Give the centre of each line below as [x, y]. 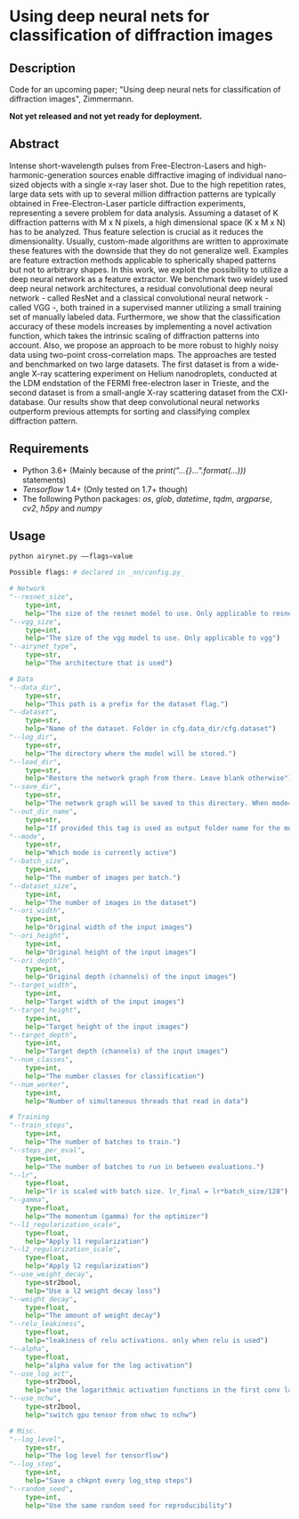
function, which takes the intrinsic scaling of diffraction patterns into [134, 335]
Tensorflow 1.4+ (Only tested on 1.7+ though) [105, 489]
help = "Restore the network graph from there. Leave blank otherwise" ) [159, 779]
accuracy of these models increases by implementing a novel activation [141, 326]
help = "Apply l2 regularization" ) [87, 1266]
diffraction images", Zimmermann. [72, 99]
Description [42, 68]
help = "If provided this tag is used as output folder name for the [153, 828]
